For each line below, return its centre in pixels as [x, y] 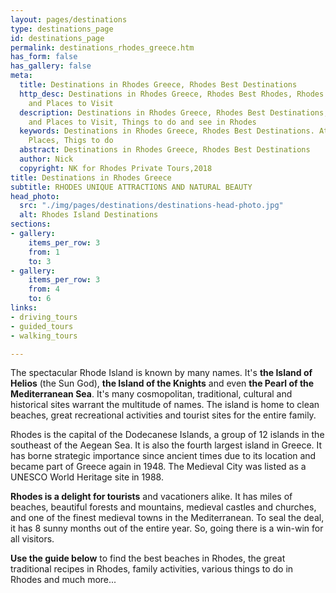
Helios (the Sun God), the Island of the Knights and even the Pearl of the [162, 383]
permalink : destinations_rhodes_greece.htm [102, 47]
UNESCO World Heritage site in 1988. [87, 477]
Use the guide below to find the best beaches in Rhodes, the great [148, 558]
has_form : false [44, 57]
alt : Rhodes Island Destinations [89, 215]
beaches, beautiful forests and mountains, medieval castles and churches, [163, 507]
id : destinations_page [57, 38]
